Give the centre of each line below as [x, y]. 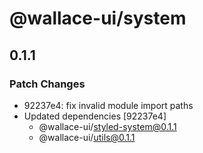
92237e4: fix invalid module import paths [108, 105]
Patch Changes [47, 84]
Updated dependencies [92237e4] [95, 116]
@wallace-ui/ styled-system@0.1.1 [107, 126]
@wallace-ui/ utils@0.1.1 [87, 137]
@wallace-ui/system [98, 18]
